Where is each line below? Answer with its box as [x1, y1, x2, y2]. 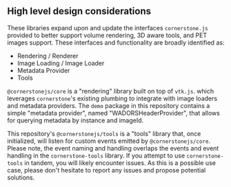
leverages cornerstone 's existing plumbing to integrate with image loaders [7, 94, 218, 102]
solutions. [7, 173, 35, 181]
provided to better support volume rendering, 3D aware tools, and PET [7, 31, 208, 39]
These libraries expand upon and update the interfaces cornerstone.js [7, 23, 208, 32]
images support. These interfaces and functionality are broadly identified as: [7, 38, 225, 47]
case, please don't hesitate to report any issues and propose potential [7, 166, 206, 174]
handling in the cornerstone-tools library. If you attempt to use [7, 151, 185, 159]
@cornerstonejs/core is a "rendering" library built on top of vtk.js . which [7, 87, 214, 95]
